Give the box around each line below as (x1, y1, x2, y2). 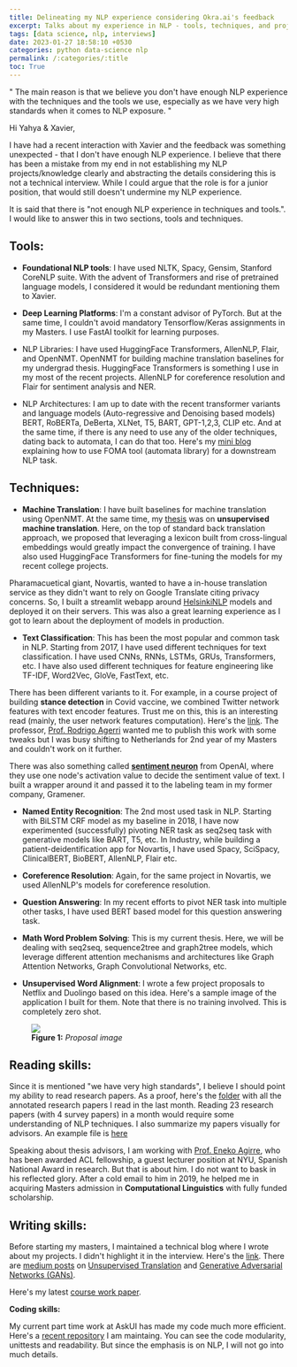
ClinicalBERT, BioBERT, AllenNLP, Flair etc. (21, 853, 178, 864)
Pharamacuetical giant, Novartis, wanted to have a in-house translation (9, 577, 268, 588)
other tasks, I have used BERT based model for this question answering (21, 906, 283, 917)
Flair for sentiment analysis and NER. (21, 381, 156, 392)
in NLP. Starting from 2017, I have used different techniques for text (21, 641, 267, 652)
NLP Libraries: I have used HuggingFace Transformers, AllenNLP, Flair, (21, 343, 279, 354)
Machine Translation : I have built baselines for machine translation (21, 503, 267, 514)
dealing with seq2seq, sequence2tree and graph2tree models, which (21, 941, 274, 952)
